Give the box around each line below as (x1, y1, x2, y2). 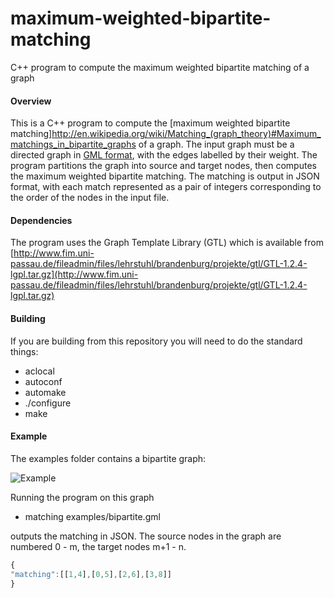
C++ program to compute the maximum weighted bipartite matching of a (10, 61, 310, 73)
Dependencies (10, 214, 73, 226)
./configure (24, 397, 72, 409)
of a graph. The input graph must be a (138, 138, 295, 151)
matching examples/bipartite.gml (24, 510, 161, 522)
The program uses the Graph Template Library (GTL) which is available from (10, 237, 324, 249)
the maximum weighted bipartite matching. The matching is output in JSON (10, 170, 320, 182)
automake (24, 386, 67, 398)
